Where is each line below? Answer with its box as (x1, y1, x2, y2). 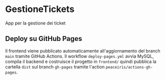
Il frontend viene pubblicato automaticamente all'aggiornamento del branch (5, 47, 161, 53)
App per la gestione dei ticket (5, 20, 66, 26)
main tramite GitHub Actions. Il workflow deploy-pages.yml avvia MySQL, (5, 53, 154, 59)
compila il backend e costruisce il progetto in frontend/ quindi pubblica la (5, 58, 156, 64)
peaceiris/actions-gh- (105, 64, 153, 69)
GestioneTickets (5, 3, 75, 15)
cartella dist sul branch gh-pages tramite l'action (5, 63, 105, 69)
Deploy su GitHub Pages (5, 34, 82, 43)
